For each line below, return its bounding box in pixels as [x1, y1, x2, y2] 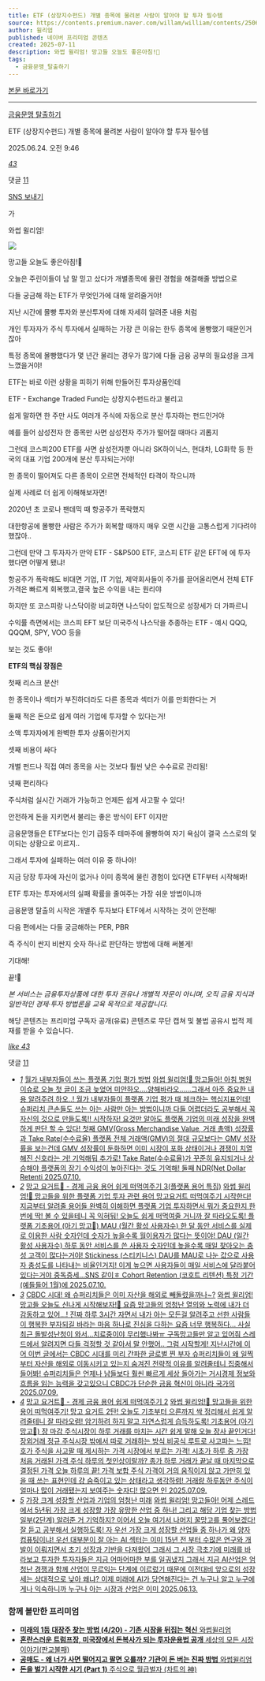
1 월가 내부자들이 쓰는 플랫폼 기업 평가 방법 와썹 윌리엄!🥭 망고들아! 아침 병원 [19, 1074, 252, 1084]
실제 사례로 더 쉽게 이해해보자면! [8, 487, 108, 497]
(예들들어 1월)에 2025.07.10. [19, 1280, 106, 1289]
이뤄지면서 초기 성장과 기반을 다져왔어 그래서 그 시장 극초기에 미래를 [34, 1545, 243, 1554]
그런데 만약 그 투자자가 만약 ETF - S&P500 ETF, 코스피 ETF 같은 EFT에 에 [8, 547, 237, 557]
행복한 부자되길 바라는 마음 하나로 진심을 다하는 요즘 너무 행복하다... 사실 [28, 1319, 251, 1329]
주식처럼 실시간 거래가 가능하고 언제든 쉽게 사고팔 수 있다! [8, 795, 185, 804]
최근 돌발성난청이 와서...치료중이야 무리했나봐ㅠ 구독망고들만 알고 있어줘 [19, 1329, 241, 1339]
